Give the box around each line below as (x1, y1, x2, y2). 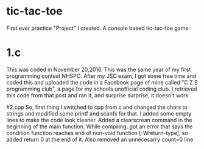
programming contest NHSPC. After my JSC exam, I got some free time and (6, 72, 197, 80)
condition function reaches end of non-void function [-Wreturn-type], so (6, 129, 189, 136)
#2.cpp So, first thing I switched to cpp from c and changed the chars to (6, 103, 188, 111)
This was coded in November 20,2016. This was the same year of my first (6, 66, 191, 73)
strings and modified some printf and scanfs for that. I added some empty (6, 109, 192, 117)
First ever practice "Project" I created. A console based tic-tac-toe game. (6, 24, 191, 32)
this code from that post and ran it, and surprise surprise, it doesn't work (6, 91, 189, 99)
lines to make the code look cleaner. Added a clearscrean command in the (6, 116, 193, 123)
